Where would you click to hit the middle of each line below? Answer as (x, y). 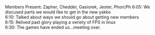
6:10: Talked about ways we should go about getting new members (72, 17)
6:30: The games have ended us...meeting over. (53, 27)
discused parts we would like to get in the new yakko (58, 12)
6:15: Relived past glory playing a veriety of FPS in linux (60, 22)
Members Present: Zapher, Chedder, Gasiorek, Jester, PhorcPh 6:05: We (78, 7)
